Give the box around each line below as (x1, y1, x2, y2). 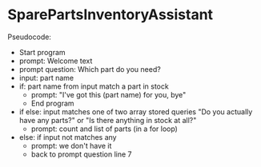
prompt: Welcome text (18, 56, 93, 66)
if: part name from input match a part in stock (18, 82, 169, 91)
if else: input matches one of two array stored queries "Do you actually (18, 106, 253, 117)
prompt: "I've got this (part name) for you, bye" (30, 89, 187, 99)
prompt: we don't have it (30, 141, 112, 150)
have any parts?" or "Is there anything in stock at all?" (18, 115, 197, 125)
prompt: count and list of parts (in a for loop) (30, 124, 178, 133)
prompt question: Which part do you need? (18, 64, 161, 74)
